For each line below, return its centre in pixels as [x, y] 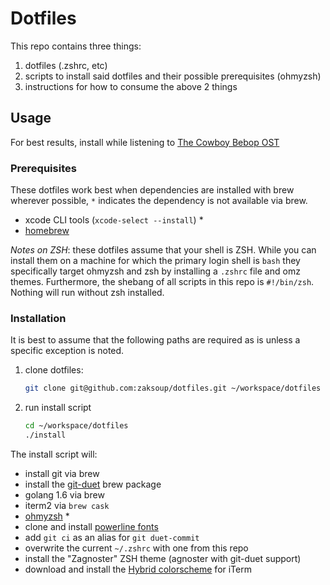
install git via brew [62, 473]
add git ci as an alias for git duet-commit [112, 537]
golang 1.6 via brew [64, 494]
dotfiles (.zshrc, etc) [66, 65]
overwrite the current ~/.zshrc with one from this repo [136, 548]
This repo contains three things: [76, 46]
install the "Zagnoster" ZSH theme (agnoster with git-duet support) [163, 558]
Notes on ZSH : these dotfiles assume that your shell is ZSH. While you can [163, 250]
